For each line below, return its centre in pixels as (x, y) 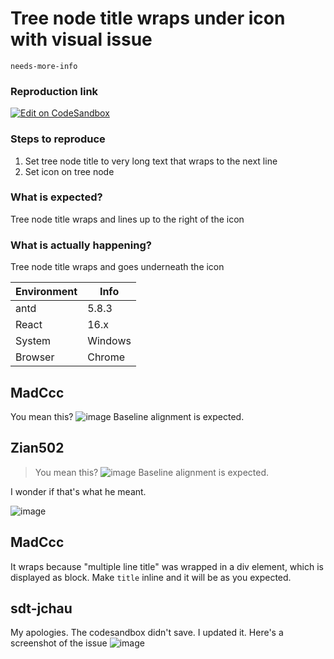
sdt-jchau (41, 608)
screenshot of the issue (59, 643)
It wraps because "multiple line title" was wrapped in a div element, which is (167, 566)
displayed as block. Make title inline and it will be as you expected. (151, 577)
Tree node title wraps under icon (148, 18)
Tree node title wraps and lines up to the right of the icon (127, 219)
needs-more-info (44, 66)
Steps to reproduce (58, 139)
